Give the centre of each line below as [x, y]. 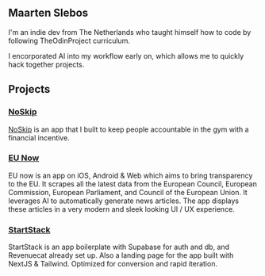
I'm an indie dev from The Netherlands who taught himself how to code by [130, 32]
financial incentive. [39, 137]
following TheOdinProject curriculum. [69, 40]
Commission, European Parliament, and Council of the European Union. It [128, 192]
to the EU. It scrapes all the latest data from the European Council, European [133, 184]
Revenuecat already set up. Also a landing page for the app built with [121, 255]
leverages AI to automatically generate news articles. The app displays [124, 201]
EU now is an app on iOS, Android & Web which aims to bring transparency [131, 175]
